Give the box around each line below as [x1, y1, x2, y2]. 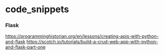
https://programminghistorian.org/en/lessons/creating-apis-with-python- [5, 33, 159, 39]
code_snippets [5, 4, 69, 15]
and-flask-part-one [5, 44, 46, 50]
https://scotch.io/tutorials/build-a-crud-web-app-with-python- [26, 39, 158, 45]
